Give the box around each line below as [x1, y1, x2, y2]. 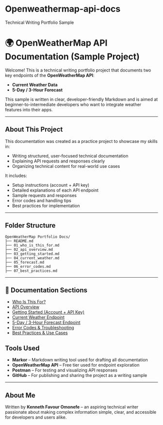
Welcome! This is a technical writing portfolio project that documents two [5, 67, 151, 73]
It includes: [5, 173, 27, 178]
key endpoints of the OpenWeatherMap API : [5, 72, 95, 78]
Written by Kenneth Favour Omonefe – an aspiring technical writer [5, 404, 139, 409]
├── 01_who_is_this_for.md [5, 243, 60, 248]
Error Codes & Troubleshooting [12, 325, 74, 331]
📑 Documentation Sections [5, 286, 87, 294]
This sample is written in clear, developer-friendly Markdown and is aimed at [5, 96, 158, 102]
